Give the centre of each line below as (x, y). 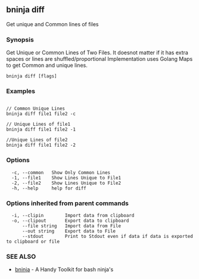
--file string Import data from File (71, 226)
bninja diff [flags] (32, 76)
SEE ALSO (21, 256)
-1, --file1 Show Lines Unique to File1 (66, 178)
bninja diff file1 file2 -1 (41, 130)
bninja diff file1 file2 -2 (41, 145)
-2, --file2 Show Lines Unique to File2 (66, 183)
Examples (21, 91)
